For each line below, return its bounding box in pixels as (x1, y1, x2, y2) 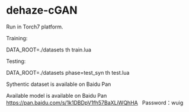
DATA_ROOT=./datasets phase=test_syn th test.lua (6, 69, 130, 76)
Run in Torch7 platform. (6, 23, 63, 30)
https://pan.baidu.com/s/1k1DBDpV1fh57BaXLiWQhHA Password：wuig (6, 99, 184, 106)
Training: (6, 34, 28, 41)
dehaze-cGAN (6, 4, 78, 17)
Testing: (6, 57, 26, 65)
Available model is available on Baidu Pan (6, 92, 107, 99)
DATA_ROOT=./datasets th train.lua (6, 46, 92, 53)
